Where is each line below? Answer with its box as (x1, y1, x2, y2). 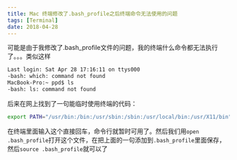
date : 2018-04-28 (7, 23, 59, 30)
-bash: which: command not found (7, 73, 106, 80)
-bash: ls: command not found (7, 86, 97, 93)
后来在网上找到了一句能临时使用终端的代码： (7, 99, 138, 107)
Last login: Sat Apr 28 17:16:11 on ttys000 (7, 66, 140, 74)
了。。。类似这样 (7, 52, 51, 60)
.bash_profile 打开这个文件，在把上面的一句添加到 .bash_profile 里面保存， (7, 135, 226, 144)
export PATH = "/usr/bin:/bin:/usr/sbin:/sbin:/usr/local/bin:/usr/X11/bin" (7, 113, 232, 120)
